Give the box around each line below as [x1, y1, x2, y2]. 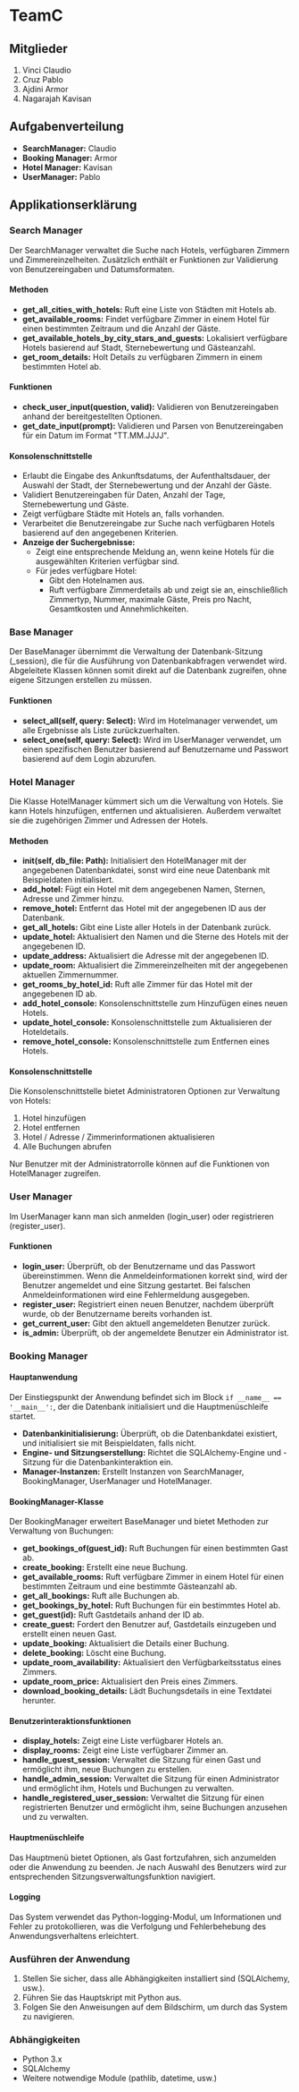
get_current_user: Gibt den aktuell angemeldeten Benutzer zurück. [21, 1318, 270, 1328]
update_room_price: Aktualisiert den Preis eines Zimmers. [21, 1676, 238, 1687]
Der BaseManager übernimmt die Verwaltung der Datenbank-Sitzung [9, 646, 263, 657]
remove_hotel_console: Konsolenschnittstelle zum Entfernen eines [21, 1036, 270, 1047]
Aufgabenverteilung [9, 119, 125, 134]
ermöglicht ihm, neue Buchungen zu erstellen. [21, 1764, 192, 1775]
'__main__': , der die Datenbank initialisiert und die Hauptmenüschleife [9, 1401, 269, 1412]
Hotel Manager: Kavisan [21, 162, 113, 173]
